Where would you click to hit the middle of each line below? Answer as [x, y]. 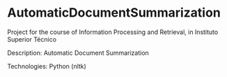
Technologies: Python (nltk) [47, 66]
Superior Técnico [32, 39]
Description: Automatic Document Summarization [78, 53]
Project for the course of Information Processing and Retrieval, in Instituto [113, 32]
